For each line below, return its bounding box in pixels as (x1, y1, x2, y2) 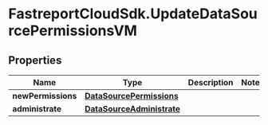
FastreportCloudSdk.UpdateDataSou (8, 5, 258, 23)
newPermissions (12, 91, 77, 101)
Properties (8, 53, 62, 67)
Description (187, 77, 234, 88)
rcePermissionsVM (8, 21, 138, 40)
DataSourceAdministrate (85, 104, 181, 114)
